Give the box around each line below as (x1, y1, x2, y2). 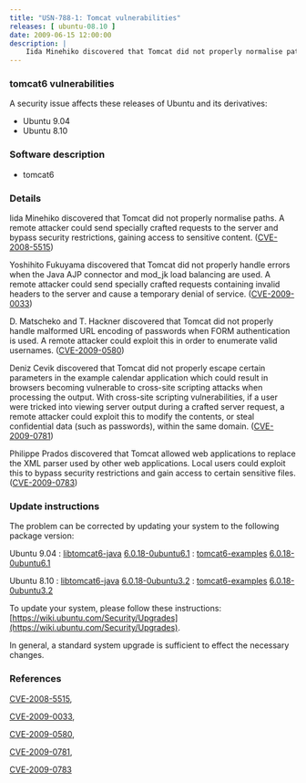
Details (9, 192, 42, 204)
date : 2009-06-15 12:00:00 (9, 30, 112, 39)
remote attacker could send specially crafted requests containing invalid (9, 279, 280, 290)
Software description (9, 148, 106, 161)
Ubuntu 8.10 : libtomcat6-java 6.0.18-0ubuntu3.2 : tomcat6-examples (9, 576, 268, 587)
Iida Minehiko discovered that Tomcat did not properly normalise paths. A (9, 213, 285, 224)
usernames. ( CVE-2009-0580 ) (9, 345, 125, 356)
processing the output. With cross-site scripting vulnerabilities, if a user (9, 391, 278, 402)
